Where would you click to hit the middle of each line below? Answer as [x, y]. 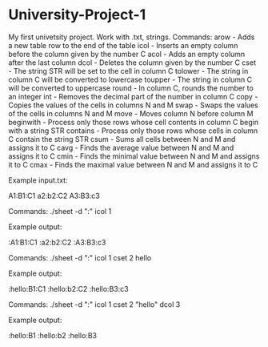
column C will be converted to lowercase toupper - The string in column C [130, 79]
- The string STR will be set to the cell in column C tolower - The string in [128, 71]
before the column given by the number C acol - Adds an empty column [127, 54]
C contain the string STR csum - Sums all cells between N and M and [122, 139]
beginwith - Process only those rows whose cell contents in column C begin [133, 122]
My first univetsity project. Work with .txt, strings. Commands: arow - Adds [132, 37]
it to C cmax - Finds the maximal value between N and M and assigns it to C [133, 164]
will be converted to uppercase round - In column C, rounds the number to [131, 88]
